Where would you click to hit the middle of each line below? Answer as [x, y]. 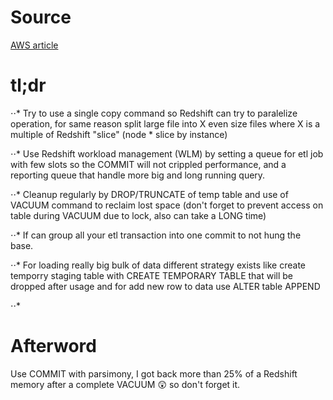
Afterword [53, 346]
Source [41, 17]
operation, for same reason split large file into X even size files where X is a [165, 123]
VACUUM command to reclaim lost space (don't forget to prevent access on [167, 205]
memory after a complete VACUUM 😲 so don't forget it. [125, 384]
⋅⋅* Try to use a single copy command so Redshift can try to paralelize [154, 113]
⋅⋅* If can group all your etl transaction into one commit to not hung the [156, 235]
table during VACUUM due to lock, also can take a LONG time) [138, 215]
